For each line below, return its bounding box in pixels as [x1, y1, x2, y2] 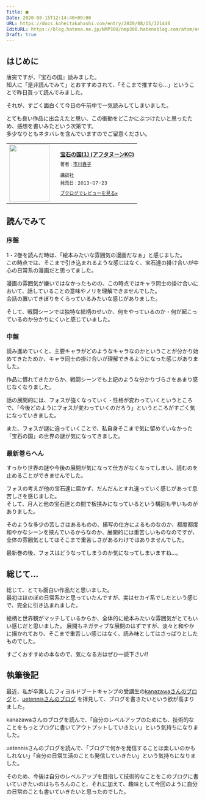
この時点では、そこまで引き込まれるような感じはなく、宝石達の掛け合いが [6, 258, 193, 266]
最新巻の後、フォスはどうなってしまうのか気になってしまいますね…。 [6, 549, 182, 557]
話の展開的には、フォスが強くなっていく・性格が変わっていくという [6, 396, 177, 404]
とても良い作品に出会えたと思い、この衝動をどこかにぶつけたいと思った [6, 115, 188, 122]
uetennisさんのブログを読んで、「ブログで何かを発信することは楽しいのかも [6, 744, 196, 751]
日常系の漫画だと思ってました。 [16, 266, 97, 274]
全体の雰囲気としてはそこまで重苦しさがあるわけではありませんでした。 [6, 536, 188, 544]
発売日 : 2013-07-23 [60, 179, 108, 186]
